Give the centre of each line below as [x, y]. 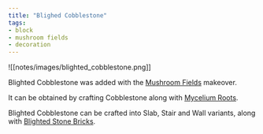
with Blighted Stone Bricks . [52, 121]
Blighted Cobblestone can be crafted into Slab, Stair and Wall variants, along [132, 113]
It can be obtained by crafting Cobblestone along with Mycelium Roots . [123, 98]
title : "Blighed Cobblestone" [58, 15]
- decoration [30, 45]
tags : [17, 23]
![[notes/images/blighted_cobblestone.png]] [80, 67]
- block [21, 30]
